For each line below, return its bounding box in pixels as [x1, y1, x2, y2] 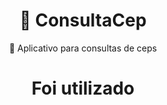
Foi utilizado [31, 77, 135, 100]
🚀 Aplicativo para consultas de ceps [8, 42, 158, 54]
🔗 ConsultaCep [19, 9, 147, 32]
